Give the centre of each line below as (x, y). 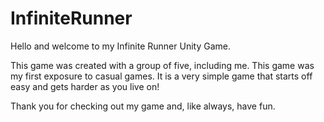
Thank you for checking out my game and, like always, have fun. (143, 106)
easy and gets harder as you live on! (85, 86)
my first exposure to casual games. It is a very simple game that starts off (161, 76)
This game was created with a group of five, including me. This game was (162, 65)
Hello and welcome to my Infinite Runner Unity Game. (120, 46)
